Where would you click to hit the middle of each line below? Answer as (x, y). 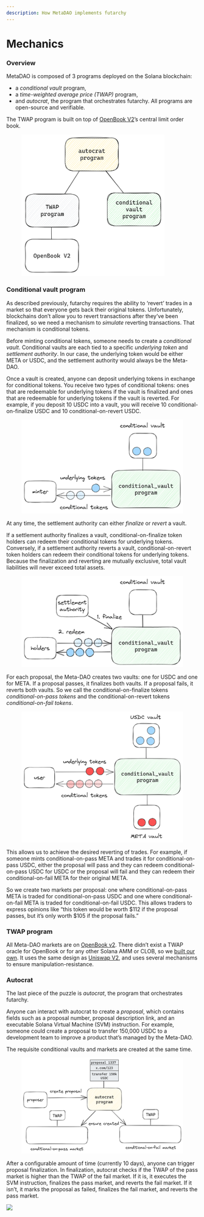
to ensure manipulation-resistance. (50, 964)
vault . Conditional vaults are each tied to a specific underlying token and (97, 347)
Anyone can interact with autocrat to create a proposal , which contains (95, 1012)
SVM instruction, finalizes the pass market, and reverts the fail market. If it (99, 1183)
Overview (21, 63)
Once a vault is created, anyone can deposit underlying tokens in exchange (101, 378)
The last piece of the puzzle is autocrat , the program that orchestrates (94, 993)
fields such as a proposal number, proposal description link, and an (90, 1018)
